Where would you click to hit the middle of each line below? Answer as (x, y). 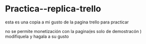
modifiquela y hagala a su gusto (37, 36)
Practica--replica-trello (53, 9)
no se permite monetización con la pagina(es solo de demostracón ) (73, 31)
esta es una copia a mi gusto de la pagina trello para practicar (67, 22)
